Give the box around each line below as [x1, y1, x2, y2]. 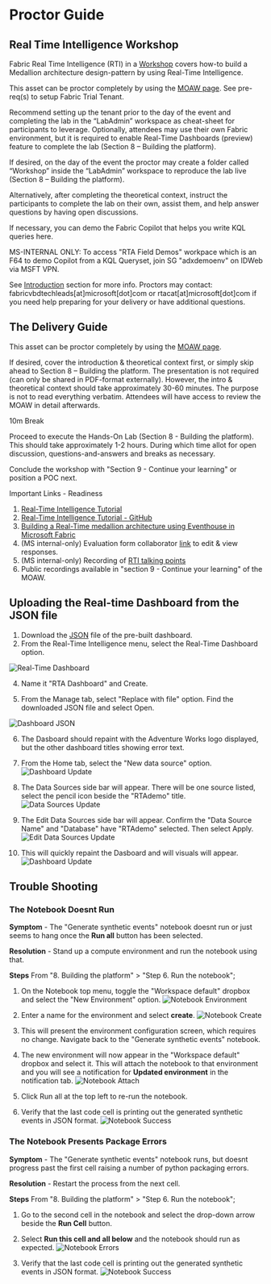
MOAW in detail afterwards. [9, 400, 100, 410]
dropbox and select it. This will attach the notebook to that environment [20, 1059, 259, 1069]
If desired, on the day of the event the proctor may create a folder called [9, 157, 249, 167]
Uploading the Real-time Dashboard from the [9, 596, 240, 610]
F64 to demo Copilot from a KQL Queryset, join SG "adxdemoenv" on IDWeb [9, 256, 263, 265]
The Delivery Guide [9, 320, 108, 334]
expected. [20, 1242, 55, 1252]
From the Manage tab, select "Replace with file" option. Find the [20, 694, 234, 703]
